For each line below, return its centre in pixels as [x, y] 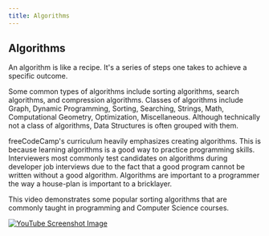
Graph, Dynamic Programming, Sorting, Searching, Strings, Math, [116, 108]
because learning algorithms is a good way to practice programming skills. [132, 150]
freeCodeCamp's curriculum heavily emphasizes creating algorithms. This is [134, 141]
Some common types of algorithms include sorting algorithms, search [124, 92]
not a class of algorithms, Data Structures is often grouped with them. [124, 126]
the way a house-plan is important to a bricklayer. [90, 184]
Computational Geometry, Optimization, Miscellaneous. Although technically [134, 117]
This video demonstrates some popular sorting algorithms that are [118, 199]
